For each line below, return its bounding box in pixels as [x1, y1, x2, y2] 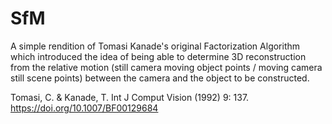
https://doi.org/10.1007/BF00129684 [10, 102, 159, 114]
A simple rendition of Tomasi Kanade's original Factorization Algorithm [10, 40, 301, 52]
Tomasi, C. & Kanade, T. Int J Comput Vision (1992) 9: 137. [10, 91, 250, 103]
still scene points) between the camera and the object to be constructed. [10, 72, 310, 84]
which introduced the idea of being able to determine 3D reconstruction [10, 50, 307, 62]
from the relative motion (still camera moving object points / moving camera [10, 61, 323, 73]
